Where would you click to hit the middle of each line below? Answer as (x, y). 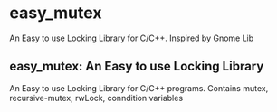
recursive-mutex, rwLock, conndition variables (96, 98)
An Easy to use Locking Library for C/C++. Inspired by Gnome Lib (132, 38)
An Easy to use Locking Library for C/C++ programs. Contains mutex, (139, 88)
